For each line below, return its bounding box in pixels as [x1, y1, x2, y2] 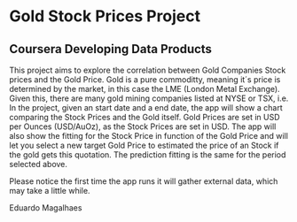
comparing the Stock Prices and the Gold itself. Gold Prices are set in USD [9, 112, 281, 122]
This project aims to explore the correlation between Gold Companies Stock [9, 65, 286, 75]
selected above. [9, 159, 68, 169]
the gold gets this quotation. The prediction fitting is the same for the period [9, 149, 286, 160]
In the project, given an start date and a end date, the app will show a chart [9, 103, 284, 112]
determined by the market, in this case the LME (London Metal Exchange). [9, 84, 281, 94]
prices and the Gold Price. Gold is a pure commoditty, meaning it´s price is [9, 74, 281, 85]
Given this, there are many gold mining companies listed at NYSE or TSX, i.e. [9, 93, 289, 103]
